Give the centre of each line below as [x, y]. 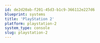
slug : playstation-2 [26, 33]
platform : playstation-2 [31, 23]
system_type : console [27, 28]
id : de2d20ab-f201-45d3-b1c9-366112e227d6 [50, 10]
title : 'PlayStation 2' [30, 19]
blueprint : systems [25, 14]
